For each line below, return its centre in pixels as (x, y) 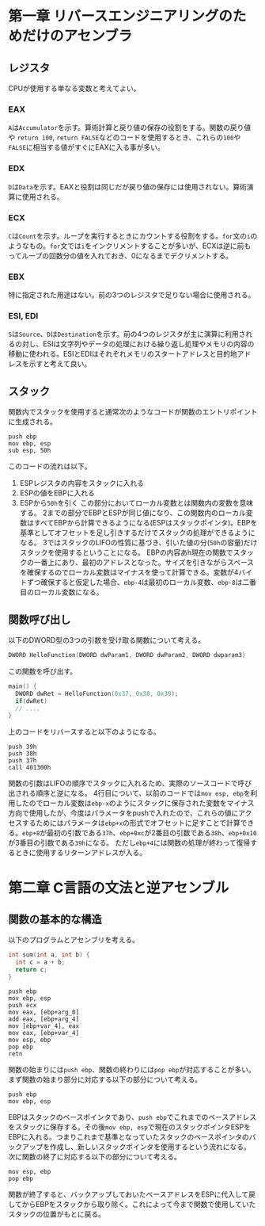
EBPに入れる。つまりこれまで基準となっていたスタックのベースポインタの (129, 1136)
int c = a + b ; (40, 962)
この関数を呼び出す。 (43, 671)
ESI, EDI (23, 316)
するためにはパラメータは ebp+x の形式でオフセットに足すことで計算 (131, 823)
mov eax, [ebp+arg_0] (44, 1012)
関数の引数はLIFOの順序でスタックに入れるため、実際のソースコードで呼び (130, 783)
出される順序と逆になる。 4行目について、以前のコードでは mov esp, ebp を (129, 793)
